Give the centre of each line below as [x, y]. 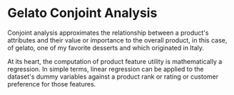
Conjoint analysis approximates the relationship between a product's [108, 33]
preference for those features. [52, 84]
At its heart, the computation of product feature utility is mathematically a [115, 61]
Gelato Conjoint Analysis [82, 13]
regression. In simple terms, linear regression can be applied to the [106, 69]
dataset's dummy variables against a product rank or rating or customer [113, 77]
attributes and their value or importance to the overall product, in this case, [117, 40]
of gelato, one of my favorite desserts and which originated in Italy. [106, 47]
